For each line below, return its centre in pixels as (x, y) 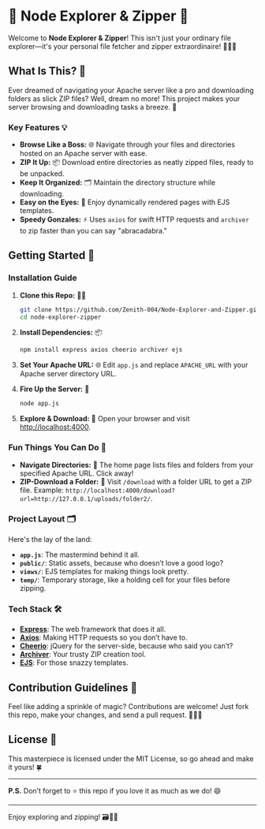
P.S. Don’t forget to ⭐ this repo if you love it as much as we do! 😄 (115, 790)
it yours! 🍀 (25, 767)
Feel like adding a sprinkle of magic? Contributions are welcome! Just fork (129, 706)
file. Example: (42, 490)
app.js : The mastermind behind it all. (79, 555)
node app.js (39, 404)
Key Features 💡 (38, 127)
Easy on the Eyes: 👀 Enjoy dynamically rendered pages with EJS (125, 202)
